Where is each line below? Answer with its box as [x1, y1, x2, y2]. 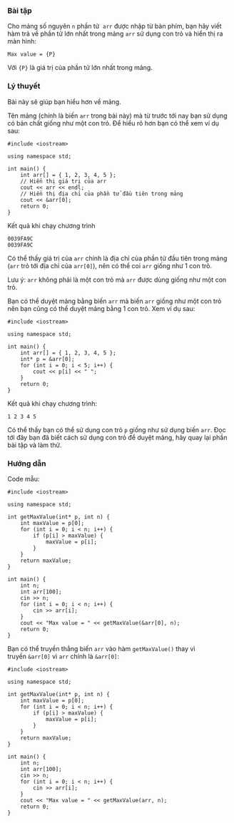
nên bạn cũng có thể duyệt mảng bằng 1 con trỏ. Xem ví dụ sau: [7, 304, 195, 312]
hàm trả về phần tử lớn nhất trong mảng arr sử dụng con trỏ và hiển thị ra [7, 29, 223, 38]
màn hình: [7, 37, 37, 46]
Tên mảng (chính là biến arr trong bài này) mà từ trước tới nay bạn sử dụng [7, 111, 228, 120]
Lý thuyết [7, 81, 41, 91]
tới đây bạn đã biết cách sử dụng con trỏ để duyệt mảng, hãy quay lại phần [7, 433, 228, 441]
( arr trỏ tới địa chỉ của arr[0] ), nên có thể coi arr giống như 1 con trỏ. [7, 261, 213, 270]
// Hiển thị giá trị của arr [20, 178, 107, 185]
